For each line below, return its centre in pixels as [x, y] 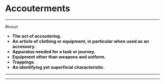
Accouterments [38, 9]
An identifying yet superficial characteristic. [58, 67]
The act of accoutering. [37, 36]
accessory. [24, 46]
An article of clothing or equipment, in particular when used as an [81, 41]
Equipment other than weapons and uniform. [59, 57]
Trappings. [24, 62]
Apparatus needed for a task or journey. [54, 51]
